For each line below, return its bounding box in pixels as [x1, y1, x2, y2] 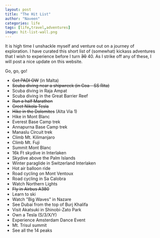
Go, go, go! [5, 68, 28, 73]
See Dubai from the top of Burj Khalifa [12, 201, 88, 207]
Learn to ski [12, 191, 36, 197]
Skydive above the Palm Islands [12, 155, 76, 161]
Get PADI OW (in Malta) [12, 77, 59, 83]
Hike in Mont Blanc [12, 114, 50, 119]
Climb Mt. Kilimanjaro [12, 134, 55, 140]
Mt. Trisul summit [12, 222, 47, 228]
